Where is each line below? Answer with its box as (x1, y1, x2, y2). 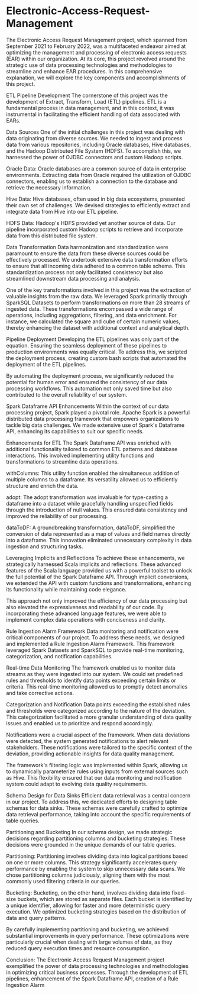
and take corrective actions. (6, 689, 74, 696)
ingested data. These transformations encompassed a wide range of (6, 305, 173, 312)
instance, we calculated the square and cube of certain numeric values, (6, 318, 180, 325)
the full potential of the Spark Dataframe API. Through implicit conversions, (6, 573, 189, 580)
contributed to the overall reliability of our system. (6, 391, 128, 398)
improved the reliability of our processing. (6, 512, 108, 519)
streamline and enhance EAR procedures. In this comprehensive (6, 67, 163, 75)
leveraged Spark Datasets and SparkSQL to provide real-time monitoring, (6, 646, 184, 654)
